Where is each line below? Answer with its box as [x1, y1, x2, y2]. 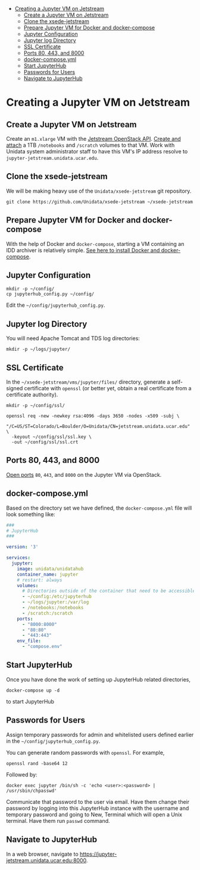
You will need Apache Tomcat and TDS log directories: [6, 335, 140, 342]
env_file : [17, 638, 42, 644]
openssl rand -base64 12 [6, 760, 68, 766]
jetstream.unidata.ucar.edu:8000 [6, 856, 86, 864]
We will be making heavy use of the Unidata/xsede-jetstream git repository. [6, 187, 192, 195]
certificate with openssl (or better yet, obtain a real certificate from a [24, 385, 192, 392]
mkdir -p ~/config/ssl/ [6, 403, 65, 409]
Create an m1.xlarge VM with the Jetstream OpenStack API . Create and [6, 135, 182, 142]
